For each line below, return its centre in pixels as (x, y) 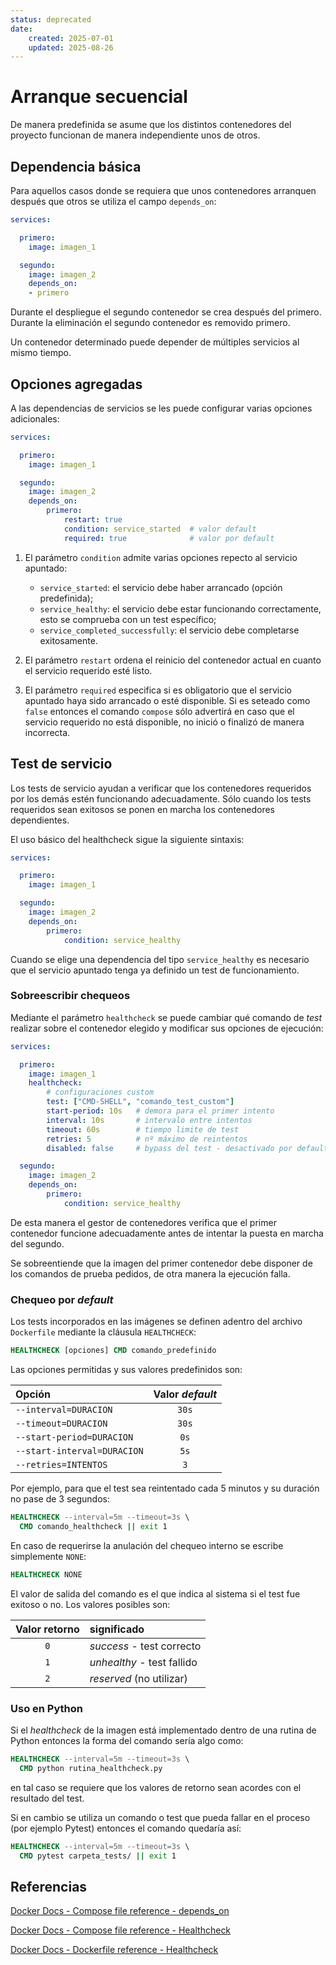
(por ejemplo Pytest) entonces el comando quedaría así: (126, 1828)
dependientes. (40, 820)
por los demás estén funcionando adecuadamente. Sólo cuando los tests (161, 798)
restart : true (93, 520)
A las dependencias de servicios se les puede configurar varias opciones (161, 408)
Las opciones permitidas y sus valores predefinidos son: (126, 1369)
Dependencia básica (76, 166)
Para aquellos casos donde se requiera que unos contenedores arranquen (163, 190)
